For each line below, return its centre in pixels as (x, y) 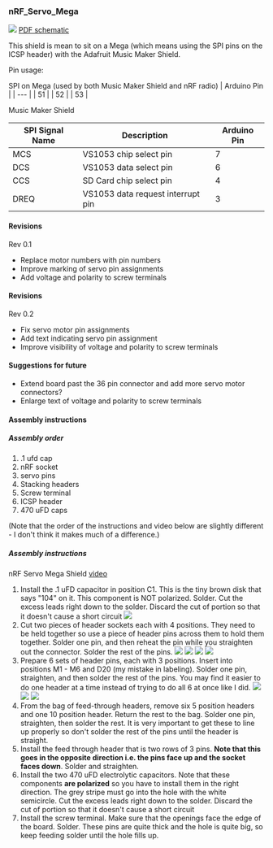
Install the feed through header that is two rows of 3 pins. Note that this (141, 749)
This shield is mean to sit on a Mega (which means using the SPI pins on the (136, 46)
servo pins (38, 476)
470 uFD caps (43, 511)
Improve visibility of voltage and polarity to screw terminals (119, 346)
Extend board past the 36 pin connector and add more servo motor (132, 383)
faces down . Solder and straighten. (80, 767)
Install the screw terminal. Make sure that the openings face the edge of (141, 818)
